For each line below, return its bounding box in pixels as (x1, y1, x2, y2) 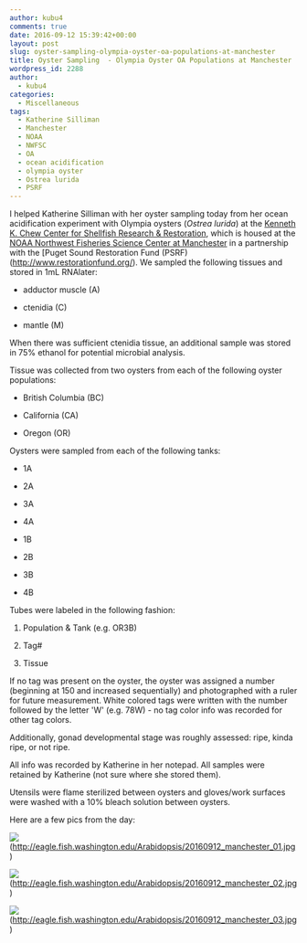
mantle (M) (22, 320, 65, 331)
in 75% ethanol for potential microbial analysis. (9, 347, 185, 358)
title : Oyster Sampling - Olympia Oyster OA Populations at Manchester (9, 56, 292, 65)
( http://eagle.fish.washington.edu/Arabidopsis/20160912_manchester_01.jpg (9, 842, 296, 853)
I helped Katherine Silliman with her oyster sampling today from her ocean (9, 208, 289, 219)
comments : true (9, 22, 68, 31)
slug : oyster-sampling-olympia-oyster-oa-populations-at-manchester (9, 48, 276, 57)
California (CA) (22, 410, 79, 421)
